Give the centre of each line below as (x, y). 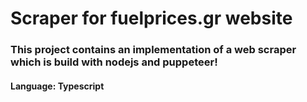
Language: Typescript (57, 86)
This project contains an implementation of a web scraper (153, 50)
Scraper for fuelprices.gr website (151, 18)
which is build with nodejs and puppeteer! (114, 62)
